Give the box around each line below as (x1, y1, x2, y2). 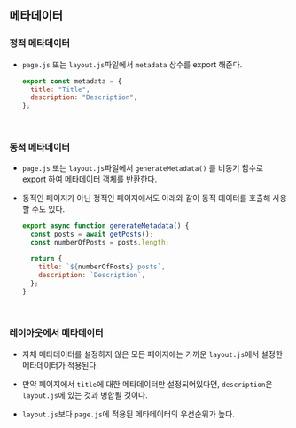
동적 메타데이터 (9, 141, 71, 153)
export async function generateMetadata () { (21, 222, 190, 230)
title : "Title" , (30, 85, 90, 94)
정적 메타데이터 (9, 37, 71, 50)
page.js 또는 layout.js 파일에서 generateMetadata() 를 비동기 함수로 (21, 163, 264, 174)
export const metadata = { (21, 76, 122, 86)
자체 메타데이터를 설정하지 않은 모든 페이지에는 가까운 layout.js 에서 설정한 (21, 348, 284, 359)
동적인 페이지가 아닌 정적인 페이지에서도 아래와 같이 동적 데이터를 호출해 (21, 193, 271, 204)
